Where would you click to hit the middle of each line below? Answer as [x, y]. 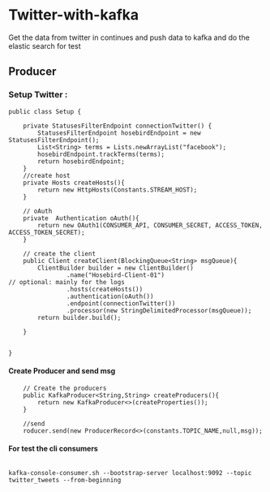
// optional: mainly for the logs [67, 282]
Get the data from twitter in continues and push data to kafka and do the [129, 37]
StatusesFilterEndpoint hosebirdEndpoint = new [119, 133]
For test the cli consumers [54, 449]
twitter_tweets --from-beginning [65, 481]
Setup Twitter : [38, 95]
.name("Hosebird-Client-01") [115, 275]
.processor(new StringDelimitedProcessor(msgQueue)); [159, 310]
